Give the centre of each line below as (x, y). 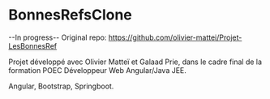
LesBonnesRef (33, 45)
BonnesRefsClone (70, 15)
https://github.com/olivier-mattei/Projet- (175, 37)
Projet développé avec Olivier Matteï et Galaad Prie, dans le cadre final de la (135, 62)
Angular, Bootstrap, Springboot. (61, 86)
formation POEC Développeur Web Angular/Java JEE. (97, 70)
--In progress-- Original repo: (58, 37)
